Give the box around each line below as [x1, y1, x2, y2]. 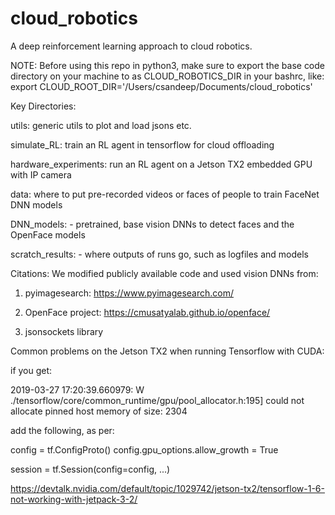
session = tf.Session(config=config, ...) [10, 463, 171, 475]
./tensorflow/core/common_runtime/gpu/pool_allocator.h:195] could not [10, 394, 305, 406]
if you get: [10, 364, 53, 376]
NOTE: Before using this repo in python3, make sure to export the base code [10, 59, 326, 71]
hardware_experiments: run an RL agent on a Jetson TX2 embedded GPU [10, 158, 313, 170]
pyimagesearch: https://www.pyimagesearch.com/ [24, 287, 234, 299]
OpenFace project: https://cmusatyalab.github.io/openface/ [24, 306, 271, 318]
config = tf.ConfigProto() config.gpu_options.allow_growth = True [10, 443, 279, 456]
